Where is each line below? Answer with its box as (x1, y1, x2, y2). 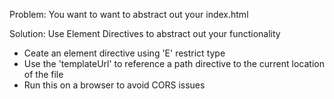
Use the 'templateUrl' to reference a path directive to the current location (23, 58, 325, 69)
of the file (23, 69, 64, 80)
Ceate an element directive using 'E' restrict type (23, 47, 226, 59)
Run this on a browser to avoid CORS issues (23, 79, 206, 91)
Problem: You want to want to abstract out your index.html (9, 9, 249, 20)
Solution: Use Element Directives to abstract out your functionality (9, 28, 281, 39)
